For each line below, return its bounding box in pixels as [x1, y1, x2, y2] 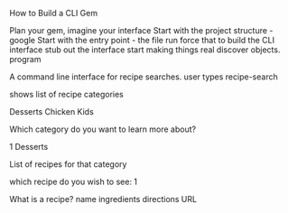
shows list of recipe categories [9, 89, 124, 99]
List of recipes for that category [9, 159, 127, 170]
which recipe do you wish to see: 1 [9, 176, 138, 187]
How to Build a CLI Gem [9, 8, 98, 18]
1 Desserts [9, 142, 49, 152]
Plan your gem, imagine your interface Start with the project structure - [9, 25, 274, 35]
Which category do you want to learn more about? [9, 124, 197, 134]
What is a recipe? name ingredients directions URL [9, 194, 197, 204]
